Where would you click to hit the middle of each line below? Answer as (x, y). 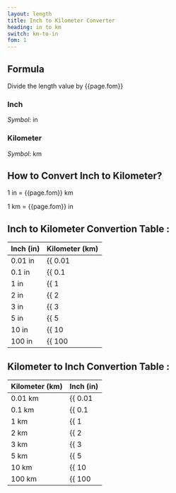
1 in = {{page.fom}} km (40, 193)
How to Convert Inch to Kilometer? (85, 175)
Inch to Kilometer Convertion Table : (88, 228)
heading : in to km (34, 27)
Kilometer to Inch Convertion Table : (88, 367)
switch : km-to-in (33, 34)
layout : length (30, 14)
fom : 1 (17, 40)
